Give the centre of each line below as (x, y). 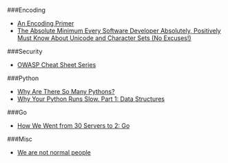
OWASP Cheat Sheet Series (56, 65)
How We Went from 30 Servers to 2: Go (73, 126)
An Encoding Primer (45, 23)
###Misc (20, 139)
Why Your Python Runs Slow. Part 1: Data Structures (91, 99)
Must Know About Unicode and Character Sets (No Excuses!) (104, 38)
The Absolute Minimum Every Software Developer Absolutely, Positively (119, 31)
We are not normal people (54, 152)
